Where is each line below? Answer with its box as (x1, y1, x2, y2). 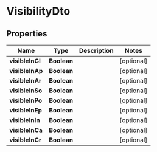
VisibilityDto (6, 4, 71, 18)
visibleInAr (9, 77, 42, 85)
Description (78, 47, 114, 55)
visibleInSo (9, 86, 43, 95)
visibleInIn (9, 116, 41, 124)
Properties (6, 29, 47, 39)
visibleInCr (9, 136, 41, 144)
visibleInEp (9, 106, 43, 114)
